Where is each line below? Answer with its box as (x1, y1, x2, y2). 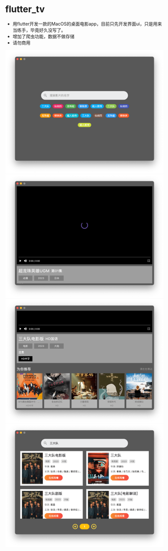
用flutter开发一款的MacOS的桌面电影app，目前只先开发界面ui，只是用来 (12, 21, 162, 27)
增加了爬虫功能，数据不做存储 (12, 33, 74, 39)
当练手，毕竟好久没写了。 (12, 27, 66, 33)
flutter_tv (5, 4, 45, 15)
